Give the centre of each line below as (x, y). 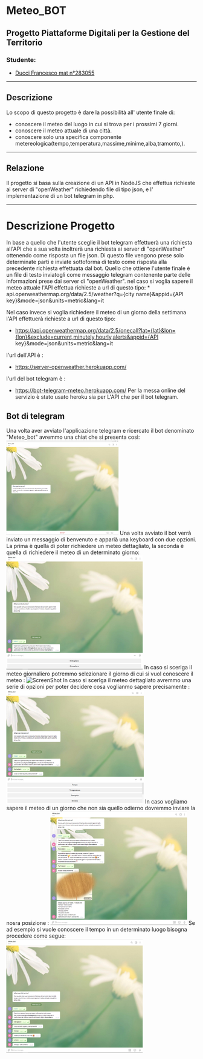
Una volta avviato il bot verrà (156, 533)
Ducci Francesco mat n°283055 (55, 73)
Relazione (25, 168)
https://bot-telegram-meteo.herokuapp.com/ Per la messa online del (100, 391)
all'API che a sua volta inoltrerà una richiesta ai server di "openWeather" (96, 249)
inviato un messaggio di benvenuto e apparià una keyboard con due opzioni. (101, 540)
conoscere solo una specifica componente (68, 137)
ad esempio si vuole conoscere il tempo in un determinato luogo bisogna (97, 930)
